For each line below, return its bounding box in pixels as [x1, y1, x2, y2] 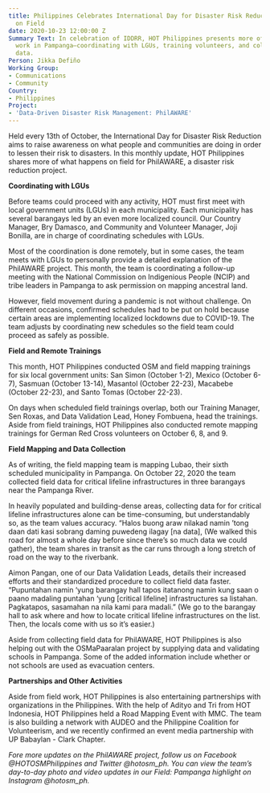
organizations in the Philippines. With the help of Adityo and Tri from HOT [8, 700, 252, 709]
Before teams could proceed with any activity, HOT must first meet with [8, 196, 245, 206]
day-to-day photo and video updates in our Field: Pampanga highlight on [8, 767, 252, 777]
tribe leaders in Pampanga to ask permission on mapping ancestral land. [8, 281, 248, 290]
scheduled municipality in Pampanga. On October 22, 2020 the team [8, 469, 236, 477]
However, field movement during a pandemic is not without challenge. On [8, 296, 252, 306]
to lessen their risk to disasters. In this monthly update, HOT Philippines [8, 148, 245, 158]
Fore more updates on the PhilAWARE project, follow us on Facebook [8, 750, 237, 759]
